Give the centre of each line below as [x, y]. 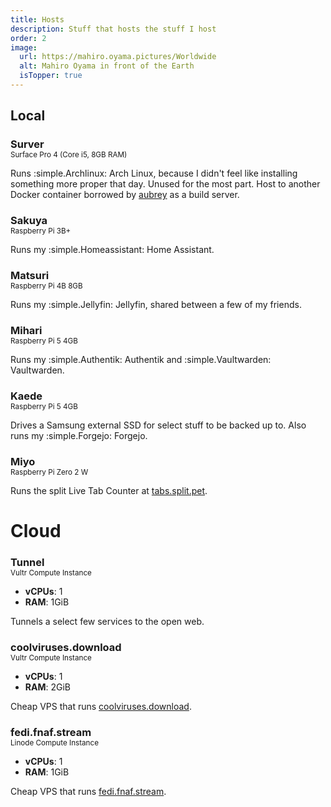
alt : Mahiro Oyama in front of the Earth [107, 66]
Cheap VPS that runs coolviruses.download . [101, 706]
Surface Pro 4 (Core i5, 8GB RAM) [69, 155]
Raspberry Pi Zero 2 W [49, 472]
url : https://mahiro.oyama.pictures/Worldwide [118, 57]
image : [24, 47]
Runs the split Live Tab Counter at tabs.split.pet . [109, 490]
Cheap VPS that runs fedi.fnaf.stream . [88, 791]
